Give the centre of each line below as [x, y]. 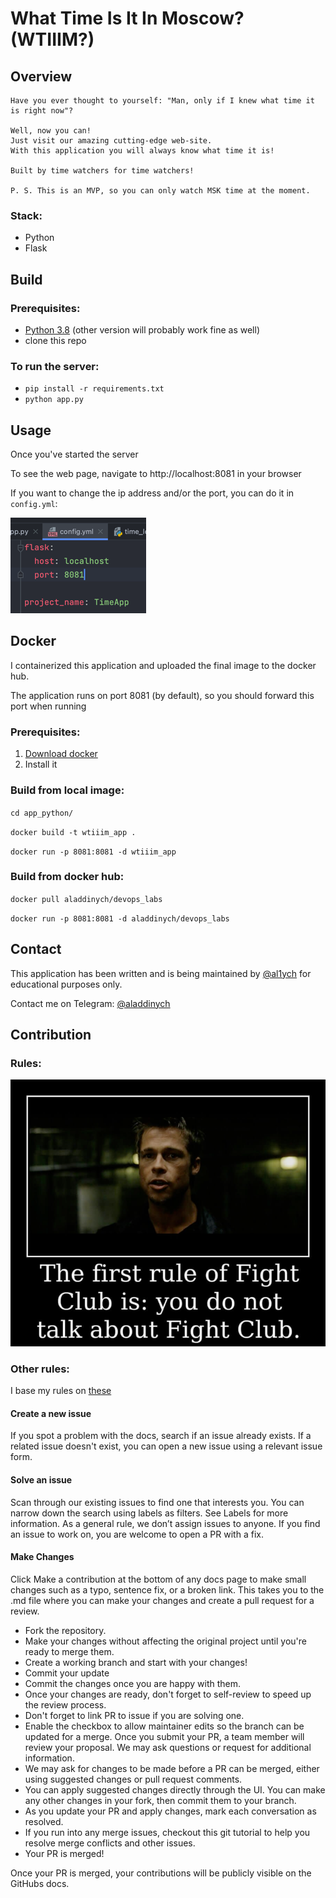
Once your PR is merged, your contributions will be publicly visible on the [161, 1873]
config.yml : [34, 504]
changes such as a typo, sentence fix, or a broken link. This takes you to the [167, 1589]
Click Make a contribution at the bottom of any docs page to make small [158, 1579]
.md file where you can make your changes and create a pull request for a [162, 1600]
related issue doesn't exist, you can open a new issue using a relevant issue [166, 1446]
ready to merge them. [69, 1651]
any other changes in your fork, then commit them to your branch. [160, 1800]
